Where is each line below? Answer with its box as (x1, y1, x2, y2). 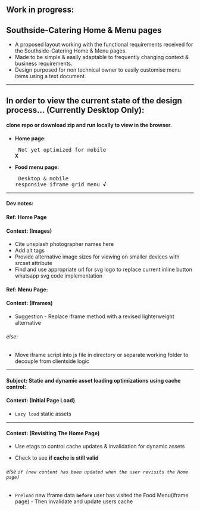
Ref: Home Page (6, 213, 47, 220)
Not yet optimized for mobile (18, 146, 107, 153)
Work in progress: (6, 5, 74, 15)
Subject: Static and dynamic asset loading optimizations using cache (6, 377, 181, 384)
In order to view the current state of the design (6, 96, 183, 106)
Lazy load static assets (14, 410, 71, 417)
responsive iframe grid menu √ (14, 181, 107, 187)
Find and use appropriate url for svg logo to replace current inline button (14, 266, 192, 273)
